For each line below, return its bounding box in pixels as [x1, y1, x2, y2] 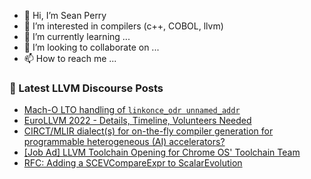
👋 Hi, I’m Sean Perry [23, 10, 107, 21]
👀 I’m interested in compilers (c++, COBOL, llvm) [23, 20, 224, 32]
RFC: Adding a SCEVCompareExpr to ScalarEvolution [23, 157, 243, 169]
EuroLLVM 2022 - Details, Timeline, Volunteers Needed [23, 115, 252, 127]
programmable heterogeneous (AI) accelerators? [23, 136, 226, 148]
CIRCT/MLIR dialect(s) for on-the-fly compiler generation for [23, 125, 274, 137]
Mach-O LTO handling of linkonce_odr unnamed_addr [23, 104, 241, 116]
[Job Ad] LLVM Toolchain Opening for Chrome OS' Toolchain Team [23, 146, 301, 159]
